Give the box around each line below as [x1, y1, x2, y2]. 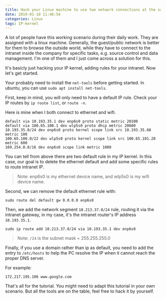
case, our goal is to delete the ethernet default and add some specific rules [5, 159, 158, 165]
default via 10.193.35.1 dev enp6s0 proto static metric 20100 [5, 119, 138, 124]
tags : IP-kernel [5, 21, 39, 26]
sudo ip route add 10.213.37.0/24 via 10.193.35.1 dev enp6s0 [5, 226, 136, 232]
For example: [5, 265, 32, 271]
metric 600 [5, 141, 28, 146]
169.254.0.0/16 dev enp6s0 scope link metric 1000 [5, 145, 112, 150]
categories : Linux [5, 16, 43, 21]
